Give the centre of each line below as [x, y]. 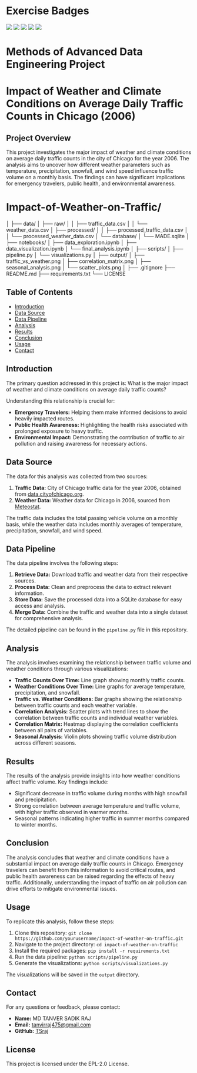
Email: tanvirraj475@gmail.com [53, 1025]
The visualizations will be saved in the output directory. [73, 975]
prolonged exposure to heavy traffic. [59, 431]
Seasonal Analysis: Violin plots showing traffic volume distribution [95, 737]
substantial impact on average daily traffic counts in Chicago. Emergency [95, 863]
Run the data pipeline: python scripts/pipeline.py [76, 957]
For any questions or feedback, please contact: [63, 1007]
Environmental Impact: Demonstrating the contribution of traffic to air [99, 437]
